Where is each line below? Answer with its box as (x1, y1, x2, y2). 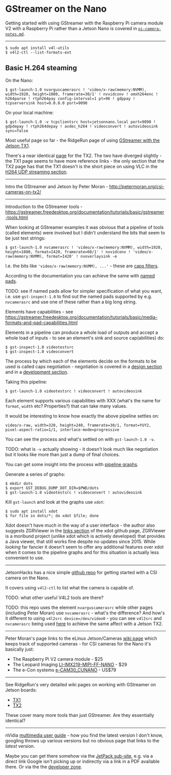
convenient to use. (5, 554, 44, 561)
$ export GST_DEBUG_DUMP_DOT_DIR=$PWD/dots (5, 485, 99, 490)
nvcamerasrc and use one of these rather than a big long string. (5, 299, 137, 305)
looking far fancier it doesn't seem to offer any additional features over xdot (5, 544, 164, 550)
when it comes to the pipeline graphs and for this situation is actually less (5, 549, 159, 555)
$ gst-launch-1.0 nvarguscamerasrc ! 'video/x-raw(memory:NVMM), (5, 87, 147, 92)
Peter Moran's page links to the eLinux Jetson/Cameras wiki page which (5, 635, 157, 641)
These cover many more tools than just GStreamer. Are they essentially (5, 712, 154, 718)
